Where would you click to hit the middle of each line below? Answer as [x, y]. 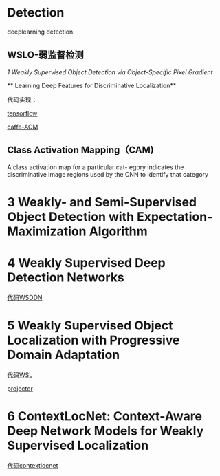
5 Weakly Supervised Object [90, 325]
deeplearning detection [40, 32]
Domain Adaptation [64, 355]
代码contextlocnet [33, 465]
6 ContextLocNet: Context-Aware [105, 416]
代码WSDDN [25, 297]
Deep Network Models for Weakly [106, 431]
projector [20, 388]
